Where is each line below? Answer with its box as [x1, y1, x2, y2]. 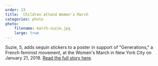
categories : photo [5, 16, 44, 21]
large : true [14, 30, 39, 35]
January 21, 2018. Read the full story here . [5, 55, 92, 60]
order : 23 [5, 7, 26, 12]
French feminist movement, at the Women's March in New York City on [5, 49, 152, 55]
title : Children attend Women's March [5, 12, 89, 17]
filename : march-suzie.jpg [14, 26, 71, 31]
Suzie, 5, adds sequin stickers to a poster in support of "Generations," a [5, 44, 153, 50]
